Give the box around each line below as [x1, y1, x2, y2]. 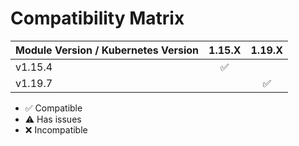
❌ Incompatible [24, 123, 88, 136]
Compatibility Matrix [10, 7, 185, 30]
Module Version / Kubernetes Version [15, 43, 200, 57]
